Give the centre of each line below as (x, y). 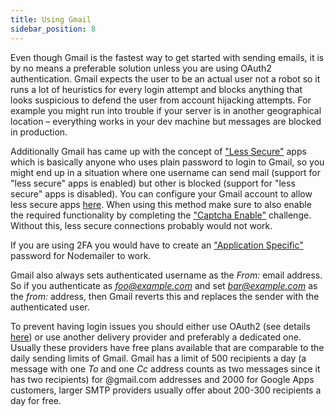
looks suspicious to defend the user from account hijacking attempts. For (161, 100)
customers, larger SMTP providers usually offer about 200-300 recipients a (166, 390)
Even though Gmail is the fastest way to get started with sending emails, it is (167, 57)
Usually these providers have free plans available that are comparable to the (167, 347)
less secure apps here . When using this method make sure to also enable (161, 204)
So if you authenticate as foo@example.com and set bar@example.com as (164, 285)
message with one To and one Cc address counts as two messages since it (165, 368)
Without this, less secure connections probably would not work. (141, 225)
